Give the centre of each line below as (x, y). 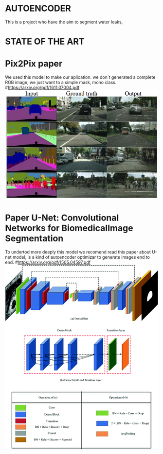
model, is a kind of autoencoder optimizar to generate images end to (81, 257)
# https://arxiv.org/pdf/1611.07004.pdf (42, 87)
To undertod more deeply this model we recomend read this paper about (78, 252)
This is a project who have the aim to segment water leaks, (64, 22)
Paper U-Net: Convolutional (62, 218)
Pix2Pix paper (34, 64)
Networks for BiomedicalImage (69, 228)
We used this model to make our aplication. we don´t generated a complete (80, 77)
